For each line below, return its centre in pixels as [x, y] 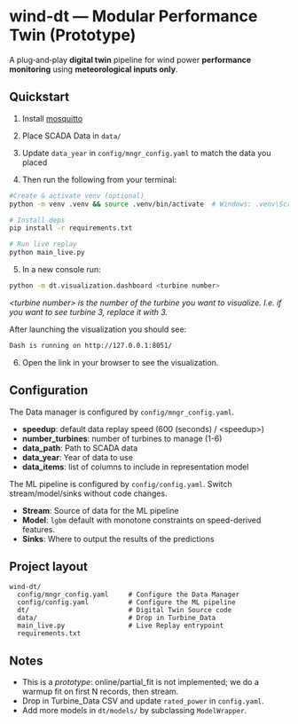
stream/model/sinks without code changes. [88, 493]
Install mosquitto [52, 118]
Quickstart [39, 97]
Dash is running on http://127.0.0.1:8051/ [91, 345]
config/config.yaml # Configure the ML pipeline [127, 602]
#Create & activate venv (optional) [77, 196]
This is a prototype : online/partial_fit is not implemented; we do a [141, 682]
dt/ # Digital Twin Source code [125, 610]
